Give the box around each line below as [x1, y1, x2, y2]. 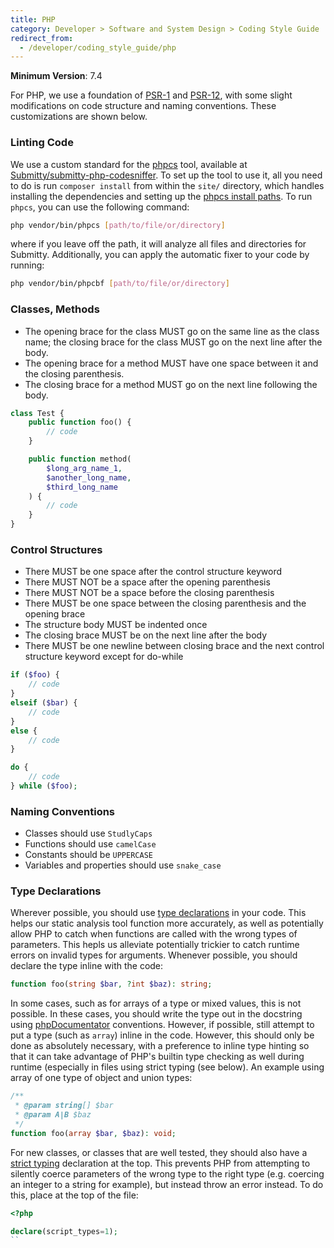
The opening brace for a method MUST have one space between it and [24, 357, 319, 369]
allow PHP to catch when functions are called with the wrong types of [10, 928, 298, 940]
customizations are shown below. [10, 111, 148, 123]
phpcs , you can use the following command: [10, 201, 190, 213]
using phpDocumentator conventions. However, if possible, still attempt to [10, 1019, 315, 1031]
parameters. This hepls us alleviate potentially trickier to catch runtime [10, 939, 300, 951]
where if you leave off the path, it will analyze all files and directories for [10, 238, 307, 250]
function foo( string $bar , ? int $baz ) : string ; [10, 979, 213, 990]
